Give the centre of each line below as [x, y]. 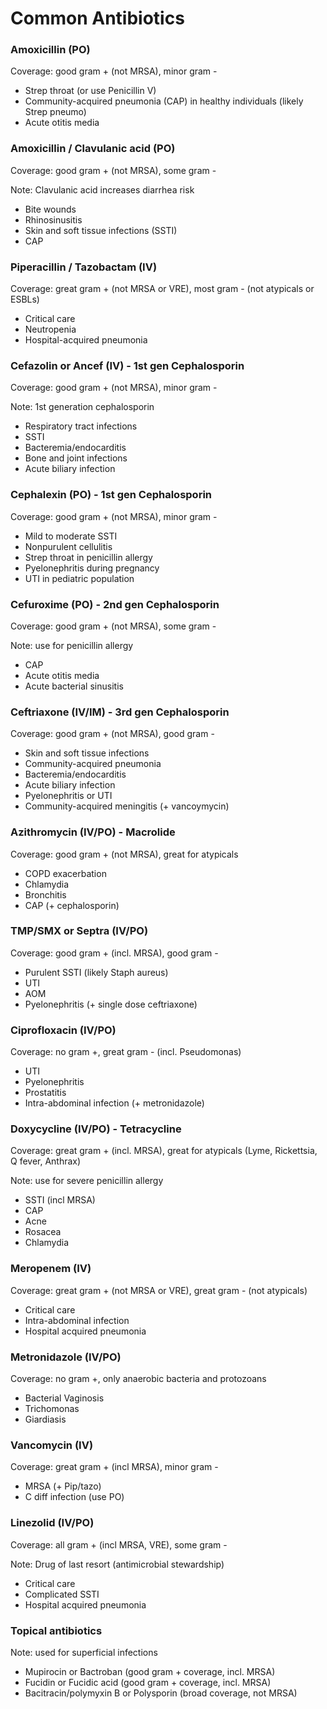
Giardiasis [45, 1419]
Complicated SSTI [62, 1594]
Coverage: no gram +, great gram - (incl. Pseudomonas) [126, 1052]
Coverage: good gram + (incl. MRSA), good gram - [114, 953]
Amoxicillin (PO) [50, 50]
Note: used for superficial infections [84, 1652]
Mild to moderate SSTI [71, 536]
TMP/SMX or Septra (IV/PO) [79, 931]
